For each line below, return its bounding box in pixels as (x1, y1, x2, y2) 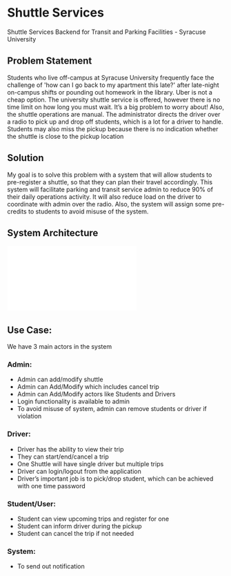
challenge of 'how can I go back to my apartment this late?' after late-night (7, 81, 219, 89)
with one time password (17, 481, 86, 490)
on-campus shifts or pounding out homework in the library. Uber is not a (7, 88, 212, 96)
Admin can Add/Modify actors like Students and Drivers (17, 390, 176, 399)
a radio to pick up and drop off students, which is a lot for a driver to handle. (7, 117, 223, 126)
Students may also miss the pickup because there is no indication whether (7, 124, 219, 133)
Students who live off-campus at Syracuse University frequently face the (7, 73, 214, 81)
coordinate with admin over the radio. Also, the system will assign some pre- (7, 200, 225, 208)
